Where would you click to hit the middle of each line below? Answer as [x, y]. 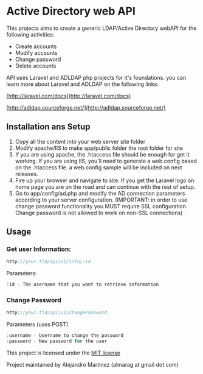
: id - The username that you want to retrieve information [83, 284]
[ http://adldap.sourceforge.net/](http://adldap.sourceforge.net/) [86, 107]
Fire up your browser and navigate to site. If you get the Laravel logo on [105, 180]
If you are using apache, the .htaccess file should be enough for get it [102, 154]
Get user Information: [39, 249]
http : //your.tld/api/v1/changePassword [57, 313]
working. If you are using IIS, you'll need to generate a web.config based [106, 161]
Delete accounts [36, 66]
